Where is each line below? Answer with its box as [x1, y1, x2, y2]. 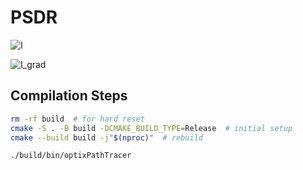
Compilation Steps [10, 87, 128, 105]
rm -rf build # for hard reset [10, 114, 145, 124]
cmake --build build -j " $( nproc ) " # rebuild [10, 132, 203, 143]
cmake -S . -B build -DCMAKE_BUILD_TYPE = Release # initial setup [10, 123, 293, 133]
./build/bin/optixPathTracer [10, 151, 132, 161]
